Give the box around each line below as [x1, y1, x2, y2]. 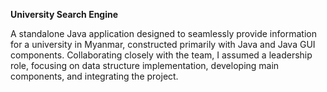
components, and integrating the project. [10, 70, 179, 82]
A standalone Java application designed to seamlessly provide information [10, 28, 317, 39]
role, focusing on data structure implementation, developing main [10, 60, 280, 71]
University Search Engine [10, 9, 119, 20]
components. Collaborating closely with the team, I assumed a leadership [10, 49, 313, 61]
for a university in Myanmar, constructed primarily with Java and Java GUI [10, 39, 316, 50]
